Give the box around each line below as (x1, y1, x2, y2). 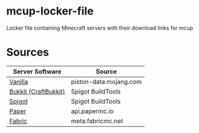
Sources (6, 45, 50, 59)
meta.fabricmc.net (71, 117, 123, 125)
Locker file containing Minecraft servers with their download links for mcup (6, 24, 194, 31)
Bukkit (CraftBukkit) (9, 87, 65, 96)
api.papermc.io (71, 107, 114, 115)
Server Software (13, 67, 62, 76)
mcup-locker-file (6, 4, 94, 18)
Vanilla (9, 77, 28, 86)
